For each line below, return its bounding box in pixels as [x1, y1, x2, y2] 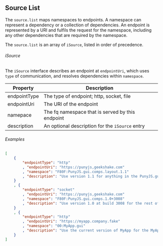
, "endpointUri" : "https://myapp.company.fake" [22, 219, 120, 224]
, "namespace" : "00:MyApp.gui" [22, 224, 86, 228]
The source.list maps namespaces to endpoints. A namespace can [5, 17, 142, 22]
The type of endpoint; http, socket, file [43, 93, 131, 100]
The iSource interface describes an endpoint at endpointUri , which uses [5, 68, 149, 74]
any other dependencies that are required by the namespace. [5, 32, 128, 38]
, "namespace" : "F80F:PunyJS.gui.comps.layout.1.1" [22, 169, 130, 174]
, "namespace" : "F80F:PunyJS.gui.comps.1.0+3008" [22, 196, 125, 201]
